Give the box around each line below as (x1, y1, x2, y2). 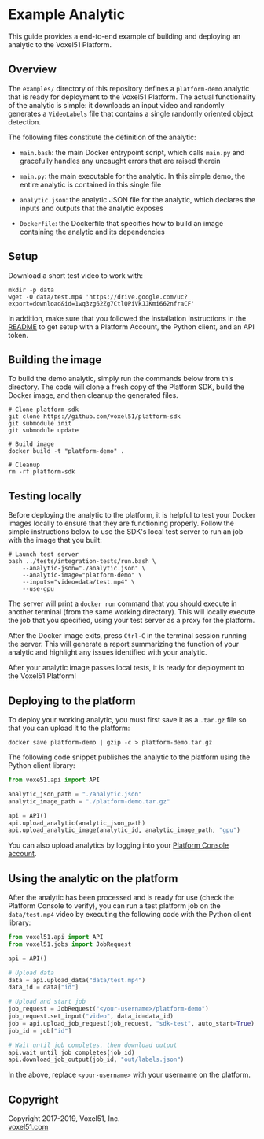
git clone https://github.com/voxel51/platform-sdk (8, 413, 181, 421)
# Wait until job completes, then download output (8, 1041, 178, 1049)
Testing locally (8, 489, 82, 503)
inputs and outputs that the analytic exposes (19, 203, 163, 213)
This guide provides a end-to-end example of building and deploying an (8, 32, 241, 41)
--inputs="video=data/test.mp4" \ (22, 578, 135, 586)
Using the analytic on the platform (8, 872, 178, 885)
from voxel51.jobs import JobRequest (8, 940, 132, 948)
